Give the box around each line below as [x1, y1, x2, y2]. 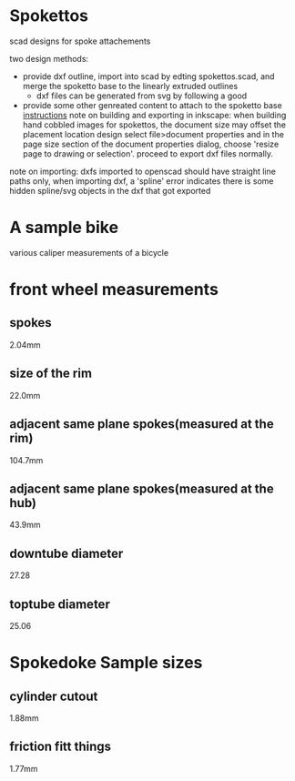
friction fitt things [9, 739, 112, 755]
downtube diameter [9, 545, 124, 561]
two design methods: [9, 53, 89, 64]
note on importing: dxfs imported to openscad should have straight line [9, 166, 276, 177]
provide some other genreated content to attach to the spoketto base [22, 99, 282, 110]
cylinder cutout [9, 688, 98, 704]
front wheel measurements [9, 279, 219, 300]
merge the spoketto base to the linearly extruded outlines [22, 80, 239, 91]
